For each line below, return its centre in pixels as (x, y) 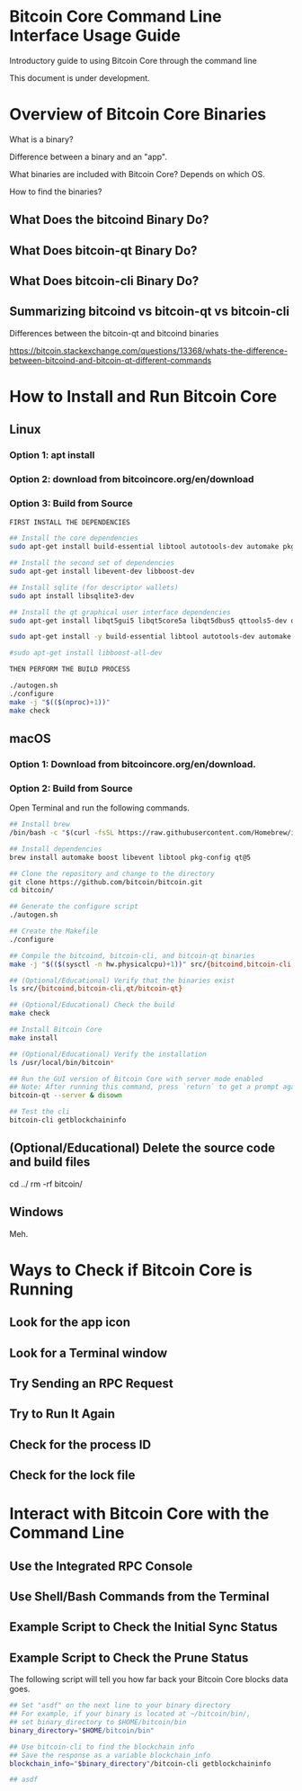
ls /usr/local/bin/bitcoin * (62, 1062)
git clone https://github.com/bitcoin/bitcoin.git (106, 882)
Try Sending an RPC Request (91, 1383)
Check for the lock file (72, 1476)
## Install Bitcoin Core (56, 1030)
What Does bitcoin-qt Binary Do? (103, 251)
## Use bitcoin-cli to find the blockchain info (102, 1747)
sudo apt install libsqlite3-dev (72, 596)
